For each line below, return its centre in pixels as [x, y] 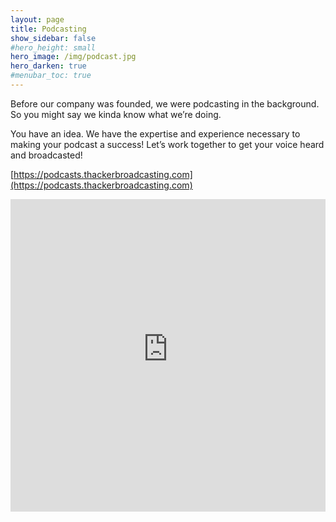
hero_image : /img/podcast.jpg [73, 57]
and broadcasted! [46, 155]
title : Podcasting [48, 29]
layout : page [37, 19]
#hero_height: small [53, 47]
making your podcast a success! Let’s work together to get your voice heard [167, 144]
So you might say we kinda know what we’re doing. [116, 114]
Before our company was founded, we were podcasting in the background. [165, 103]
